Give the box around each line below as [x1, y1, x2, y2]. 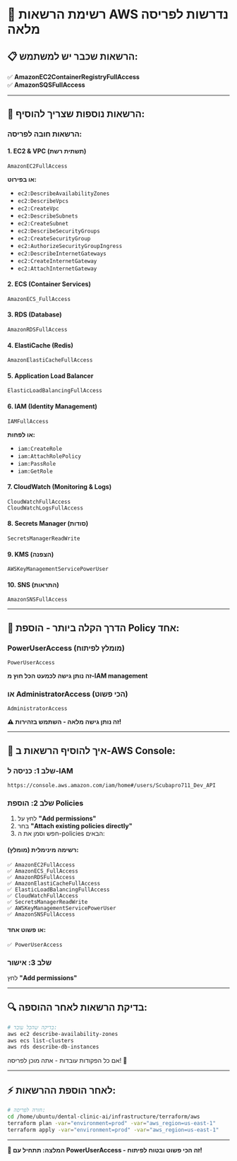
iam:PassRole [17, 460, 56, 467]
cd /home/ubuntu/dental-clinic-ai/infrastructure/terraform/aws [7, 1113, 200, 1121]
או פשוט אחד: [7, 926, 46, 934]
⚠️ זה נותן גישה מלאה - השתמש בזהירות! [7, 717, 122, 726]
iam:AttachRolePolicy [17, 452, 81, 460]
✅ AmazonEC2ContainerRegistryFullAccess [7, 73, 140, 81]
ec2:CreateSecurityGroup [17, 235, 91, 242]
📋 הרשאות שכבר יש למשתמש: [7, 50, 138, 62]
